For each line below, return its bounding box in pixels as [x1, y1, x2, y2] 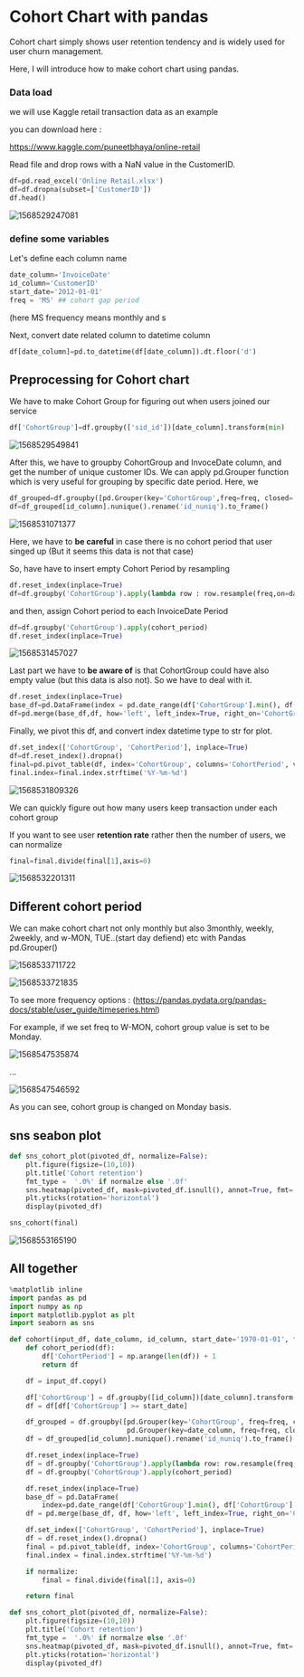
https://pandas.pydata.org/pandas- [135, 995, 267, 1006]
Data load [9, 86, 52, 99]
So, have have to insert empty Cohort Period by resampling [9, 563, 231, 573]
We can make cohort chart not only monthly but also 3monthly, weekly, [9, 923, 274, 933]
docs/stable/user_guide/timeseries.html [9, 1004, 157, 1015]
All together [9, 1261, 79, 1276]
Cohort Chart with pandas [9, 6, 209, 27]
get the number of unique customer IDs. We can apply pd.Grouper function [9, 467, 290, 478]
